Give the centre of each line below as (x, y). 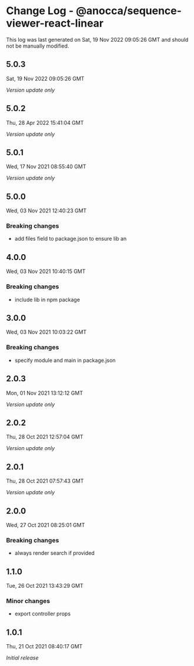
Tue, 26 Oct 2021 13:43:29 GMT (45, 586)
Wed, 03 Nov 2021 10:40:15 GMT (46, 271)
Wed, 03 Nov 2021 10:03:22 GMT (46, 332)
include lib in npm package (47, 299)
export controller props (43, 614)
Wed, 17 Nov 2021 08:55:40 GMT (46, 166)
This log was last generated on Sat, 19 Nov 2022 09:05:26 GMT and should (97, 39)
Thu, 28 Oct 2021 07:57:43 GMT (45, 481)
